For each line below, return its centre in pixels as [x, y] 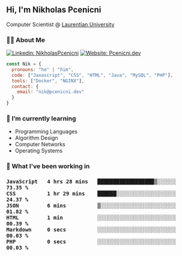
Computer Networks [40, 144]
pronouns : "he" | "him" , [43, 69]
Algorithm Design [36, 138]
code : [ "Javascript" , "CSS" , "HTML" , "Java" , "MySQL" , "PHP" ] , [93, 75]
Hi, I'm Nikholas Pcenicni [54, 10]
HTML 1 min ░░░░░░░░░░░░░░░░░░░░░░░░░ [91, 218]
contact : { [25, 87]
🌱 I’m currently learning [41, 118]
